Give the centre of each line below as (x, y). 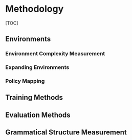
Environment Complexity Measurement (55, 54)
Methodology (35, 9)
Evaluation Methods (38, 115)
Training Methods (34, 98)
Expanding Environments (37, 67)
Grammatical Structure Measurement (66, 133)
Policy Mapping (25, 81)
